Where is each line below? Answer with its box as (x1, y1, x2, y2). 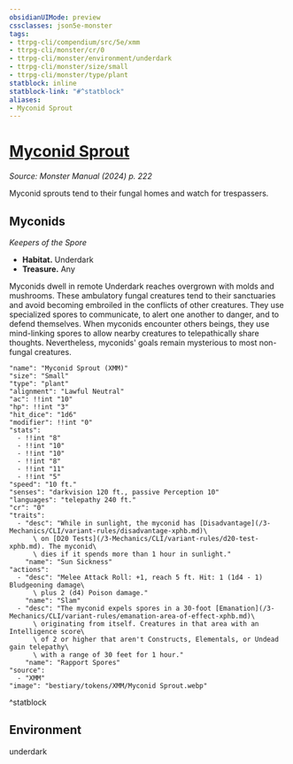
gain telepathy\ (9, 643, 69, 652)
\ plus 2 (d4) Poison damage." (32, 589, 149, 598)
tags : (9, 29, 29, 38)
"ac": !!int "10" (9, 395, 73, 404)
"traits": (9, 511, 46, 520)
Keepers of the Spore (9, 237, 87, 248)
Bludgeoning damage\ (9, 581, 86, 590)
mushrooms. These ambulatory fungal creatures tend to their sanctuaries (9, 290, 276, 301)
